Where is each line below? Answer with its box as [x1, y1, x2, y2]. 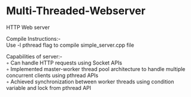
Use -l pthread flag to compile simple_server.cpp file [6, 41, 135, 48]
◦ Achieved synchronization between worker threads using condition [6, 78, 174, 85]
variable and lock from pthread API [6, 84, 91, 91]
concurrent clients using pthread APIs [6, 72, 99, 79]
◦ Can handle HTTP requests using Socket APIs [6, 59, 123, 66]
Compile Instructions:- [6, 35, 61, 42]
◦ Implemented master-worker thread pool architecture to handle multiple [6, 65, 186, 72]
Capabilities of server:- [6, 53, 62, 60]
